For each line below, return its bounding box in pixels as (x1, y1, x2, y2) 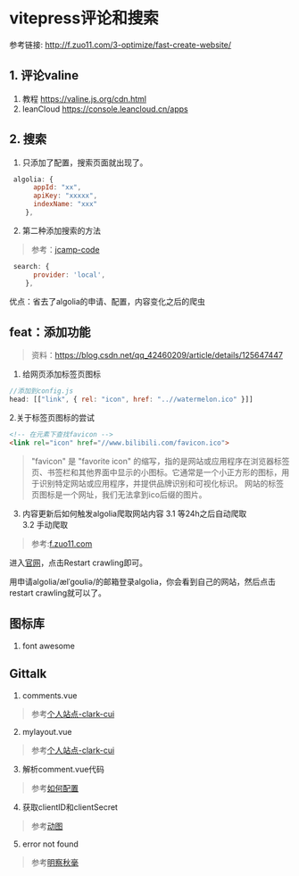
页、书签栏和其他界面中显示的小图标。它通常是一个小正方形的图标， (30, 466, 282, 478)
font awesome (21, 640, 76, 651)
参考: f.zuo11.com (30, 538, 93, 549)
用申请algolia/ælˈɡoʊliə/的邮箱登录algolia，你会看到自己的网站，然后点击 (9, 576, 277, 587)
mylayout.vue (21, 726, 73, 737)
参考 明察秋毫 (30, 856, 79, 867)
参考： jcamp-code (30, 244, 100, 254)
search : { (12, 262, 50, 271)
